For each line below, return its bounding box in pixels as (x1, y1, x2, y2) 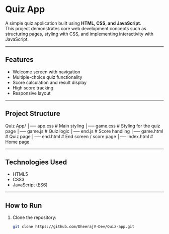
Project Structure (5, 109, 60, 118)
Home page (5, 139, 30, 145)
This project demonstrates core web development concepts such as (5, 25, 147, 31)
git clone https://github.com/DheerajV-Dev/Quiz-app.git (12, 224, 135, 229)
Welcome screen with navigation (12, 69, 80, 75)
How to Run (5, 201, 42, 209)
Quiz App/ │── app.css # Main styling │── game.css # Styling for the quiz (5, 123, 160, 129)
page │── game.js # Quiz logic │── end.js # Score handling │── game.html (5, 128, 163, 134)
